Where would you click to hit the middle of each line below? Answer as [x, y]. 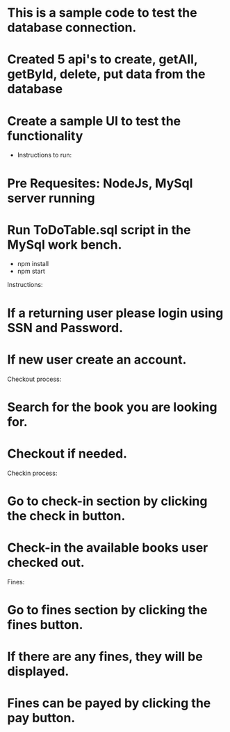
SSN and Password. [65, 328]
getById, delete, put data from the [106, 74]
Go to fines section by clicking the [107, 610]
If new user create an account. [97, 359]
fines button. [45, 625]
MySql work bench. [65, 244]
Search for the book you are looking [112, 407]
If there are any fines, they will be [105, 657]
